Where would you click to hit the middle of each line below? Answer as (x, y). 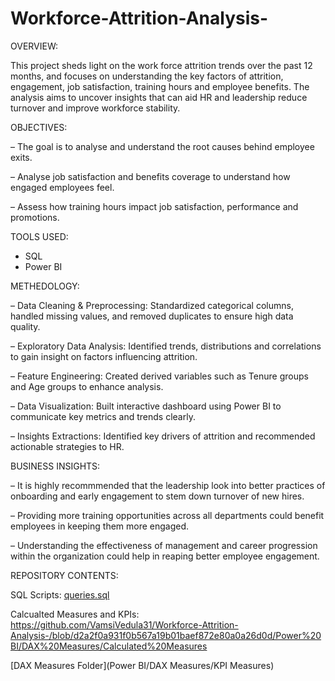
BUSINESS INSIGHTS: (55, 466)
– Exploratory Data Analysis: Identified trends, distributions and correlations (166, 346)
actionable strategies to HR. (67, 446)
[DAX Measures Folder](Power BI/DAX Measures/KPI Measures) (142, 665)
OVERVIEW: (34, 46)
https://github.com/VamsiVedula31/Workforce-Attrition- (124, 624)
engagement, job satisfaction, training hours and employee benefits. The (160, 86)
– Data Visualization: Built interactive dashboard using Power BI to (146, 406)
